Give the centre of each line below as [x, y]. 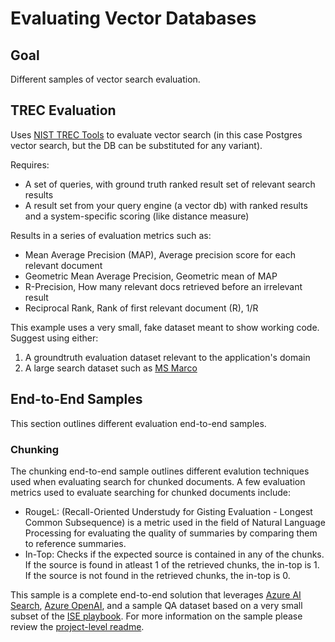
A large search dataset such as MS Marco [111, 368]
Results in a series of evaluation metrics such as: [111, 235]
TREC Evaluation [63, 110]
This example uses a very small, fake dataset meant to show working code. [165, 327]
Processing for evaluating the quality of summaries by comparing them [171, 533]
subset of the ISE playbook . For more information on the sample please [156, 616]
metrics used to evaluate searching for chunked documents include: [150, 492]
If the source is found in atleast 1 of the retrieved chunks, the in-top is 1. [172, 564]
